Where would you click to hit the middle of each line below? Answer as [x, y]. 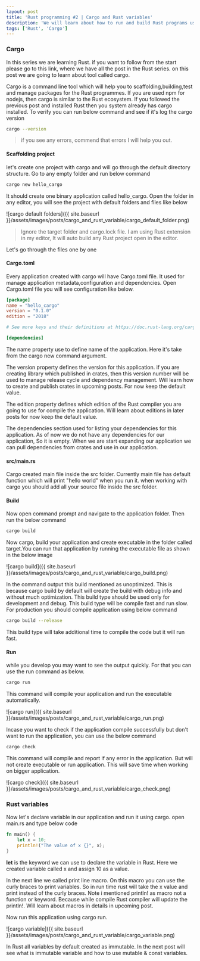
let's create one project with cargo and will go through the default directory [98, 167]
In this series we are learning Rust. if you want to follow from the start [91, 62]
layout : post [22, 12]
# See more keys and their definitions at [60, 327]
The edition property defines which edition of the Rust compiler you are [94, 404]
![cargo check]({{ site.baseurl [42, 783]
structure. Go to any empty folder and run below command [78, 173]
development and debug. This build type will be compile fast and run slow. [97, 604]
